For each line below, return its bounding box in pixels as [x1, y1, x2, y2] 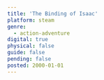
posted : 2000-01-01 [7, 62, 64, 69]
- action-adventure [13, 29, 70, 37]
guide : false [7, 49, 45, 56]
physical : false [7, 42, 54, 49]
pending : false [7, 56, 52, 63]
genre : [7, 23, 27, 30]
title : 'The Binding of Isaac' [7, 10, 98, 17]
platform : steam [7, 17, 54, 24]
